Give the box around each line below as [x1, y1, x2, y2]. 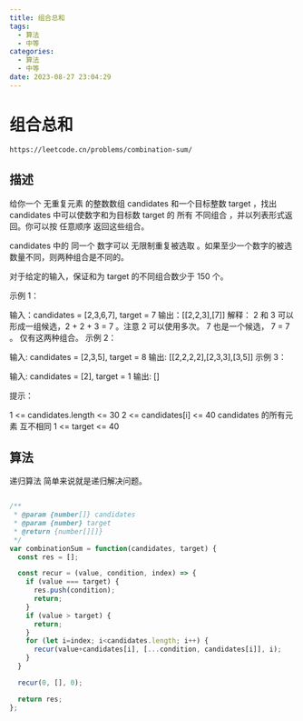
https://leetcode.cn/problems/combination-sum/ [9, 145, 193, 155]
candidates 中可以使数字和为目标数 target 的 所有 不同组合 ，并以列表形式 [9, 209, 286, 220]
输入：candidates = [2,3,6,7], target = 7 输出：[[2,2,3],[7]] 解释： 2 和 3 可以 [9, 309, 294, 320]
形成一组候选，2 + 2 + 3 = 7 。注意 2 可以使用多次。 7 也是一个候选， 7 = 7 [9, 320, 290, 332]
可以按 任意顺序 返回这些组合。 [33, 220, 150, 232]
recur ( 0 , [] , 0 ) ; [17, 678, 83, 687]
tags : [9, 22, 30, 31]
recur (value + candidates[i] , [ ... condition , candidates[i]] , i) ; [33, 645, 282, 655]
